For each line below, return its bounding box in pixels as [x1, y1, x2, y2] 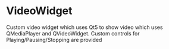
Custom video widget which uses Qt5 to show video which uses [6, 24, 163, 31]
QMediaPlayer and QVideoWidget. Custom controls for [6, 30, 140, 37]
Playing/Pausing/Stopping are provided [6, 36, 102, 43]
